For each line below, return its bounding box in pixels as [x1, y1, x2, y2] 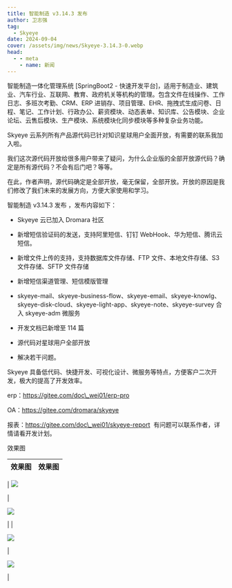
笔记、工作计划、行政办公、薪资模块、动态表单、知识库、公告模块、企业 [19, 107, 225, 116]
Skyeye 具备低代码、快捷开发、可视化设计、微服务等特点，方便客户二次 [7, 367, 211, 376]
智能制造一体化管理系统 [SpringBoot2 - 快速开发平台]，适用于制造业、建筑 [7, 81, 219, 90]
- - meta [13, 55, 39, 62]
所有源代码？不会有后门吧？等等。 [19, 163, 116, 171]
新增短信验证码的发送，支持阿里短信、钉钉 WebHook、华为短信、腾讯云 [17, 230, 223, 239]
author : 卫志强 [7, 17, 48, 24]
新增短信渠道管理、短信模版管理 [17, 277, 108, 285]
